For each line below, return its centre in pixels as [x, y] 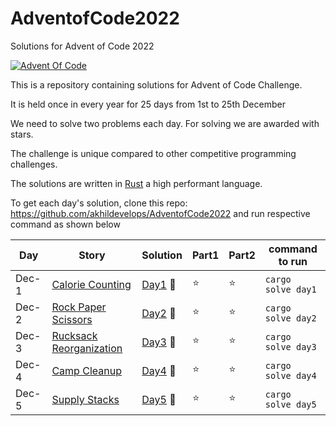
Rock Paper [79, 307]
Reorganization [87, 348]
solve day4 [290, 375]
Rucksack [74, 335]
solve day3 [290, 346]
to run [293, 261]
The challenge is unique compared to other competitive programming [153, 153]
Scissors [72, 319]
